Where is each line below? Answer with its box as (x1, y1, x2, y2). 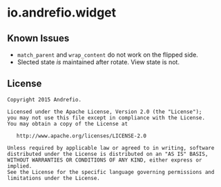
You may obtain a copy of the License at (7, 120, 128, 127)
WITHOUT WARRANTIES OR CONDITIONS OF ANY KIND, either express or (7, 157, 202, 164)
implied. (7, 162, 32, 170)
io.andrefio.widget (7, 5, 116, 21)
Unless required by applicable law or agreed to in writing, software (7, 144, 215, 151)
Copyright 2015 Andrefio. (7, 96, 81, 103)
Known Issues (7, 32, 70, 44)
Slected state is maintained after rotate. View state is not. (17, 58, 180, 66)
